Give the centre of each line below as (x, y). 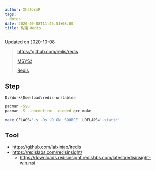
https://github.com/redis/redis (47, 52)
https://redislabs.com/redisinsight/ (47, 152)
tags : (11, 14)
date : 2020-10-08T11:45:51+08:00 (39, 23)
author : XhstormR (23, 10)
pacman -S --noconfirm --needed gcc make (48, 111)
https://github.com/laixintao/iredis (47, 147)
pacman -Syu (17, 106)
